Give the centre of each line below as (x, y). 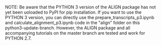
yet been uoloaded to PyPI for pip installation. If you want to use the (73, 12)
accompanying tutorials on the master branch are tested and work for (75, 33)
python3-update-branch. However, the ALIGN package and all (68, 28)
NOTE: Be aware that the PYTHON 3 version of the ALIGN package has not (80, 7)
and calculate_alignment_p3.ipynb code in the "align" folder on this (73, 22)
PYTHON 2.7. (18, 38)
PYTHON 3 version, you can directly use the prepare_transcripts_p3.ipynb (80, 17)
